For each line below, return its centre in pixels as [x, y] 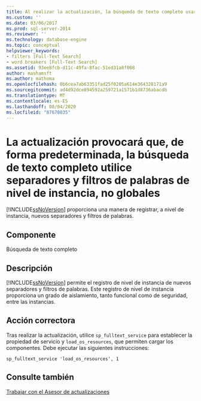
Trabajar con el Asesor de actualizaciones [58, 391]
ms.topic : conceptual [33, 46]
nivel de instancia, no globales [83, 193]
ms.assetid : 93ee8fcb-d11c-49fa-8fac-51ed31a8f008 [71, 68]
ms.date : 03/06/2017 [32, 23]
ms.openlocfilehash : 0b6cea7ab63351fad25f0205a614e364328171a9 [87, 85]
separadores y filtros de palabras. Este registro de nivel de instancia [90, 289]
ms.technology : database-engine [46, 40]
